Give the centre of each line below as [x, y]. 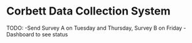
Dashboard [20, 34]
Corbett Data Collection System [89, 11]
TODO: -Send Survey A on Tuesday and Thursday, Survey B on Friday [94, 28]
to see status [52, 34]
